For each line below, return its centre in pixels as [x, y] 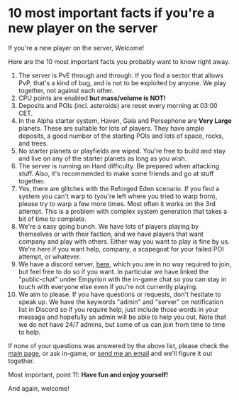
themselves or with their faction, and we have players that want [111, 234]
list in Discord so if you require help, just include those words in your [118, 309]
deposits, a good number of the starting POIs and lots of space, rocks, [121, 136]
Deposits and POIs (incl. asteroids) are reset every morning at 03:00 [118, 105]
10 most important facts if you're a [111, 13]
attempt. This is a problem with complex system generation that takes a [123, 211]
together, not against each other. [66, 90]
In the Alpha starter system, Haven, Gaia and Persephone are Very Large [125, 120]
